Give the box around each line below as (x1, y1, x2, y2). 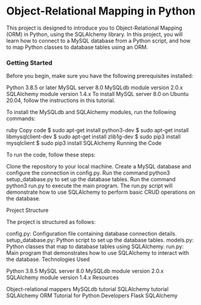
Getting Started (6, 59, 53, 67)
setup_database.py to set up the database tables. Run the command (6, 176, 176, 183)
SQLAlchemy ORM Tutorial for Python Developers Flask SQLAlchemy (6, 292, 178, 300)
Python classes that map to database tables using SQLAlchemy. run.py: (6, 243, 184, 250)
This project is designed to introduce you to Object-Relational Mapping (6, 24, 182, 31)
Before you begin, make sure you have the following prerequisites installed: (6, 72, 193, 80)
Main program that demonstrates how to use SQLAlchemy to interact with (6, 249, 189, 257)
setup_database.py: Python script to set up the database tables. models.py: (6, 237, 194, 244)
